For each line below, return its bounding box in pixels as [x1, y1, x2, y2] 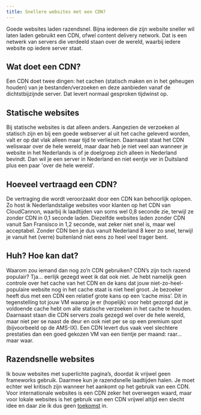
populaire [6, 285, 30, 293]
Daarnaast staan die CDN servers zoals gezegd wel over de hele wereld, [6, 311, 185, 318]
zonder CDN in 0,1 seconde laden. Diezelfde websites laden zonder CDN [6, 214, 185, 222]
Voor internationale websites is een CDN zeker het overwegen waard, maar [6, 389, 192, 396]
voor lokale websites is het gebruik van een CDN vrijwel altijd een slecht [6, 395, 185, 402]
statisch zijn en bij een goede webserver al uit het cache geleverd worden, [6, 130, 190, 137]
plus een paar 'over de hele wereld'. [6, 162, 95, 169]
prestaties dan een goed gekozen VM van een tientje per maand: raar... [6, 330, 182, 338]
